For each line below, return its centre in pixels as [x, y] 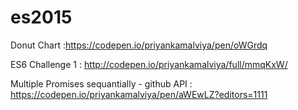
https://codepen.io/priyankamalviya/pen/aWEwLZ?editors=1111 [139, 94]
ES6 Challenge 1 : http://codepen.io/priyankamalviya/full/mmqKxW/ [149, 64]
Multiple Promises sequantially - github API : [101, 83]
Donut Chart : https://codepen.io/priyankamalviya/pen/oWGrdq [139, 45]
